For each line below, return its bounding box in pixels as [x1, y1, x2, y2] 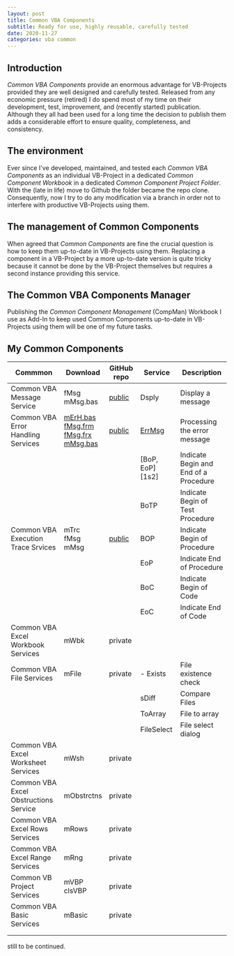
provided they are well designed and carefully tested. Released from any [7, 88, 216, 96]
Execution [10, 534, 44, 544]
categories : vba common [7, 36, 77, 43]
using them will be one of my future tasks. [32, 322, 153, 331]
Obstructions [10, 796, 54, 805]
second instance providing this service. [7, 269, 120, 278]
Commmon [15, 367, 53, 377]
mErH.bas [63, 413, 96, 423]
